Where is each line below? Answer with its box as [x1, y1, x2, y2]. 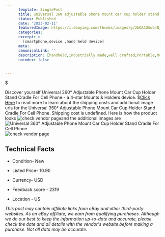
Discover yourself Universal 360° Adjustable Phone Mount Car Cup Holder [5, 89, 156, 95]
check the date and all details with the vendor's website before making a [5, 221, 153, 227]
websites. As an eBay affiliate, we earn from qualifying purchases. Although [5, 211, 160, 216]
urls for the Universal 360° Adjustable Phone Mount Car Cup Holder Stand [5, 105, 156, 111]
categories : [18, 30, 43, 35]
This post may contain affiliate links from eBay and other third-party [5, 205, 144, 211]
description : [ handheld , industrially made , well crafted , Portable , [18, 52, 157, 58]
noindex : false [18, 57, 50, 62]
